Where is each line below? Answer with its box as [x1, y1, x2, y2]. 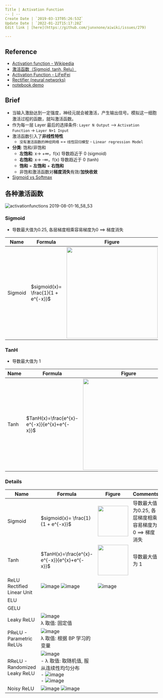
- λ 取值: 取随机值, [40, 658, 83, 664]
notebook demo [12, 82, 44, 88]
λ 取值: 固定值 [40, 620, 72, 626]
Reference [5, 47, 37, 56]
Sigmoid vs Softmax [12, 174, 52, 180]
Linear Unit [7, 589, 33, 596]
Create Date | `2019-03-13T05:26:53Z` [5, 16, 83, 21]
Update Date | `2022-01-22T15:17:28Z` [5, 20, 83, 26]
